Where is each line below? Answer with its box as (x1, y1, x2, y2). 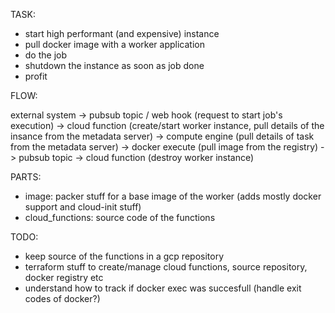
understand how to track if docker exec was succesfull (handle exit (24, 282, 302, 294)
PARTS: (10, 171, 42, 183)
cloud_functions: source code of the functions (24, 212, 216, 223)
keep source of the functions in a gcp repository (24, 250, 224, 262)
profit (24, 70, 48, 82)
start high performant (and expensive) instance (24, 28, 220, 39)
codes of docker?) (24, 293, 101, 304)
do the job (24, 49, 68, 61)
